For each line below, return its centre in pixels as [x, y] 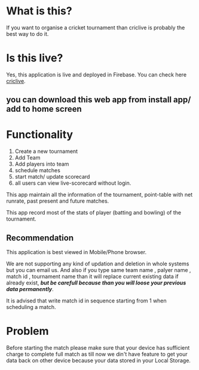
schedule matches [38, 170]
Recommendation [40, 238]
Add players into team [42, 164]
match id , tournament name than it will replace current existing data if [92, 277]
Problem [27, 331]
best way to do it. [27, 33]
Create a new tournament [46, 151]
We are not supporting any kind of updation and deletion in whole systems [98, 264]
